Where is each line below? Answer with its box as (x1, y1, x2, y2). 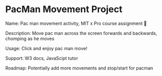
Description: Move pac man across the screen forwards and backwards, (5, 30, 157, 36)
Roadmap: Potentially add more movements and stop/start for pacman (5, 65, 153, 71)
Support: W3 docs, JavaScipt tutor (5, 55, 78, 61)
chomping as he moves (5, 35, 55, 42)
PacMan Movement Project (5, 4, 123, 15)
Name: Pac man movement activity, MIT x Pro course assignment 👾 (5, 20, 147, 26)
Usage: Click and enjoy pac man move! (5, 45, 88, 51)
